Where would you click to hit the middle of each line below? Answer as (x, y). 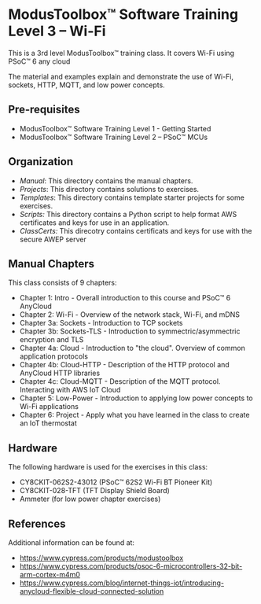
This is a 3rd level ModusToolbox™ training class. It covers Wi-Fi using (121, 53)
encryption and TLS (51, 340)
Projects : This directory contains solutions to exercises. (109, 189)
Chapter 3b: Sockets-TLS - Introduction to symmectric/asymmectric (130, 331)
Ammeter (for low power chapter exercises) (90, 499)
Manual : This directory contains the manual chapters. (106, 180)
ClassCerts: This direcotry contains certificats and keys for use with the (136, 230)
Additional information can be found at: (72, 543)
